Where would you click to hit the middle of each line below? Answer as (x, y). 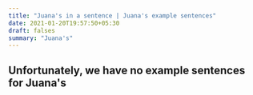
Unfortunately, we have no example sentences (127, 70)
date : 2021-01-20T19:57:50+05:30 (64, 23)
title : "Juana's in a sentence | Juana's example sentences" (112, 16)
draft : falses (32, 30)
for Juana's (37, 83)
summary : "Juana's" (41, 38)
